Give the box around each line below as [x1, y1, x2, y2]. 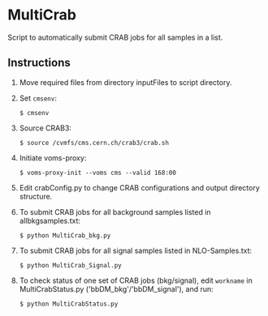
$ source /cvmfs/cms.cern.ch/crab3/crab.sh [19, 139, 170, 147]
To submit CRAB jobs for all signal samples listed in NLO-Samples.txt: [19, 246, 253, 255]
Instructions [7, 56, 71, 70]
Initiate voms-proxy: [19, 152, 87, 163]
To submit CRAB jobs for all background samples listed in [19, 207, 212, 216]
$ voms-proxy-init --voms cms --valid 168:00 [19, 169, 176, 177]
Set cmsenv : [19, 93, 58, 103]
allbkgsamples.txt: [19, 216, 81, 225]
